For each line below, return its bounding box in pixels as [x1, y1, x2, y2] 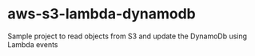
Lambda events [7, 39, 58, 49]
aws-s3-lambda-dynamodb [7, 5, 197, 23]
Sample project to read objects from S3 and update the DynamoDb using [7, 31, 248, 41]
